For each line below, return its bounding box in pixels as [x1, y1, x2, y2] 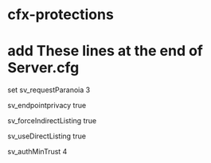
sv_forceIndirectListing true [7, 116, 97, 126]
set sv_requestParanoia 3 [7, 85, 91, 95]
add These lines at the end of [7, 42, 204, 60]
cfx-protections [7, 6, 115, 24]
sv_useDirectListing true [7, 131, 87, 141]
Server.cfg [7, 59, 80, 77]
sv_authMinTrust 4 [7, 147, 68, 157]
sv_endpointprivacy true [7, 101, 87, 111]
